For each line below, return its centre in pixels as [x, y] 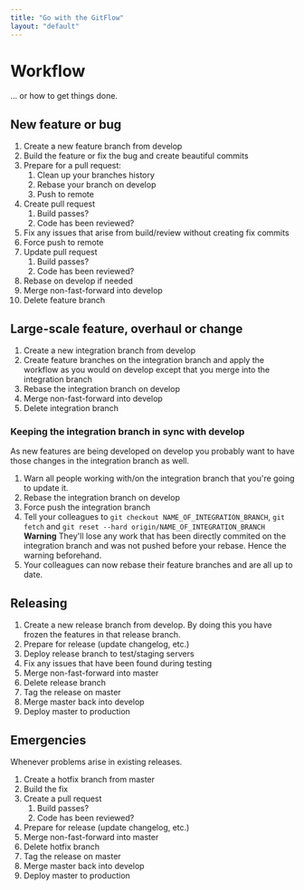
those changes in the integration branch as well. [100, 461]
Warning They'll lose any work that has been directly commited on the [155, 536]
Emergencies [48, 740]
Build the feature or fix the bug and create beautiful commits [136, 156]
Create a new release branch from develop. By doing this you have [147, 625]
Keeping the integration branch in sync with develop [128, 431]
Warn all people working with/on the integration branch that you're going [159, 478]
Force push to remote [63, 243]
